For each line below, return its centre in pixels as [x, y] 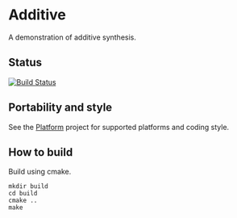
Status [25, 63]
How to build [41, 152]
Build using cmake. [40, 172]
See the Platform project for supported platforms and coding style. [119, 127]
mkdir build [28, 187]
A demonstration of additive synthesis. [73, 37]
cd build [23, 194]
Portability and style [60, 108]
